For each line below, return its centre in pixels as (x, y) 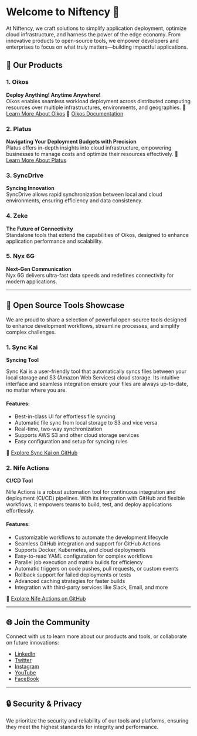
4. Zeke (17, 216)
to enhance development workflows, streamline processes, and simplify (93, 325)
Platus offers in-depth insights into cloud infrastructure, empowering (89, 147)
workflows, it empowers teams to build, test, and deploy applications (89, 504)
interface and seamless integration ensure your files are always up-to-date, (97, 384)
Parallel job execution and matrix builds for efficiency (79, 562)
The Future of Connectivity (40, 229)
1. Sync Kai (22, 347)
